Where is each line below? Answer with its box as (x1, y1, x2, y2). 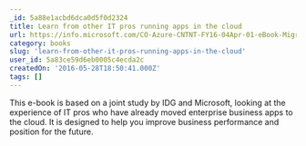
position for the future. (9, 126, 94, 137)
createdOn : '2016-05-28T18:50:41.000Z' (9, 64, 161, 73)
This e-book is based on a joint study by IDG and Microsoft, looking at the (9, 97, 286, 108)
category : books (9, 38, 71, 48)
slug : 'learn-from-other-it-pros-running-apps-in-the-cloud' (9, 47, 247, 56)
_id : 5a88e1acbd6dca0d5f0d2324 (9, 13, 128, 23)
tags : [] (9, 73, 43, 82)
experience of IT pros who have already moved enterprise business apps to (9, 106, 293, 118)
